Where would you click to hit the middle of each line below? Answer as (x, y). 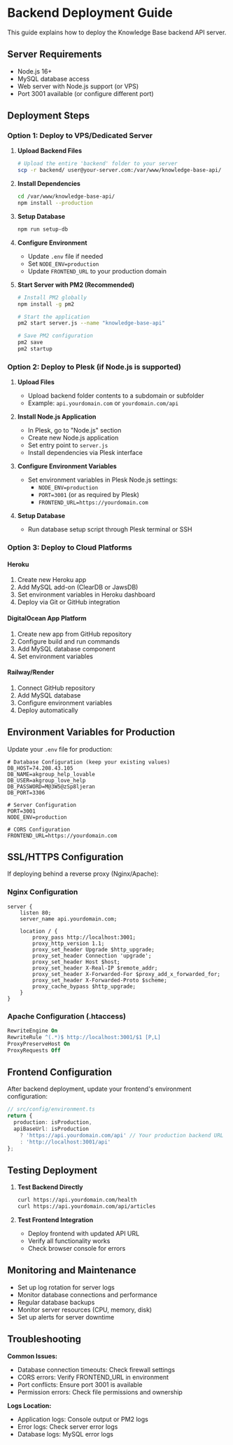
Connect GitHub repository (56, 688)
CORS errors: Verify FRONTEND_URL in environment (93, 1377)
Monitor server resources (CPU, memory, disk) (85, 1310)
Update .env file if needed (65, 256)
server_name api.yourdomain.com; (69, 919)
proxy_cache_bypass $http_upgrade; (84, 986)
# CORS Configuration (39, 829)
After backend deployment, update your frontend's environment (99, 1089)
